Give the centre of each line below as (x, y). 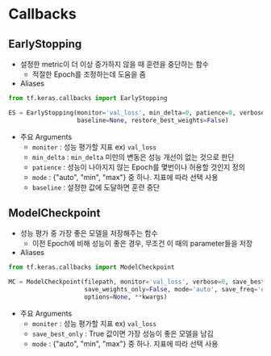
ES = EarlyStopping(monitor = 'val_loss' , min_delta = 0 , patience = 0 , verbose (137, 113)
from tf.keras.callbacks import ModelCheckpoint (92, 267)
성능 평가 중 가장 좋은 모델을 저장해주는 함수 (89, 233)
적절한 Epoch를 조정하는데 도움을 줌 (89, 74)
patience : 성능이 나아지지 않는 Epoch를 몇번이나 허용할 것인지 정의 (139, 167)
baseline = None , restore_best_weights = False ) (153, 120)
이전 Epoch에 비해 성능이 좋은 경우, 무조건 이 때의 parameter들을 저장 (142, 244)
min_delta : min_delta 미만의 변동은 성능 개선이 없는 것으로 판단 (133, 157)
